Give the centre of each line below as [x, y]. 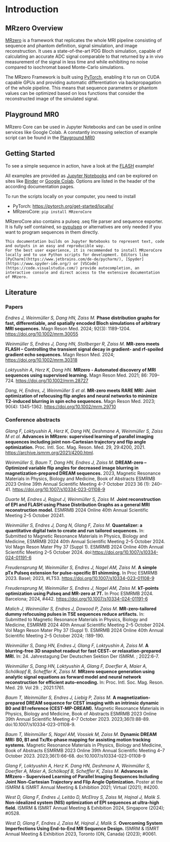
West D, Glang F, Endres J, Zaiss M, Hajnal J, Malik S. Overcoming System [84, 823]
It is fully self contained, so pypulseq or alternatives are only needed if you [83, 226]
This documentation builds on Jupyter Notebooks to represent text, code [85, 241]
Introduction [32, 9]
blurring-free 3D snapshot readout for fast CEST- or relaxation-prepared [83, 651]
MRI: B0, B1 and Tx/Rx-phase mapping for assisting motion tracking [78, 739]
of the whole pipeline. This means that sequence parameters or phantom [81, 88]
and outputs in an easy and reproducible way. [55, 246]
